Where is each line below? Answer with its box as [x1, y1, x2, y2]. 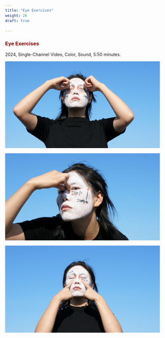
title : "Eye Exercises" [5, 8, 54, 13]
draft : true [5, 18, 29, 23]
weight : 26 [5, 13, 27, 18]
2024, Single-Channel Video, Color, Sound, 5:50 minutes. [5, 52, 121, 57]
